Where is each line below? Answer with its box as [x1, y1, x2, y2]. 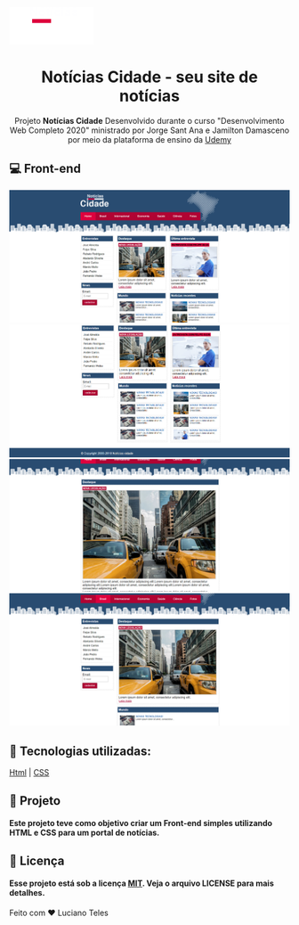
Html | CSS [9, 767, 50, 778]
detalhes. [9, 888, 45, 898]
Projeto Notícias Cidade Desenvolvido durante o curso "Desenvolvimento [14, 115, 285, 126]
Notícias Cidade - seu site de [41, 67, 258, 87]
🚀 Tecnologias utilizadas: [9, 743, 151, 758]
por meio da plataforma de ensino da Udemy [68, 134, 231, 144]
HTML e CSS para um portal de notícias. [9, 827, 160, 839]
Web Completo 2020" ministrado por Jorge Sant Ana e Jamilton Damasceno [9, 125, 290, 135]
